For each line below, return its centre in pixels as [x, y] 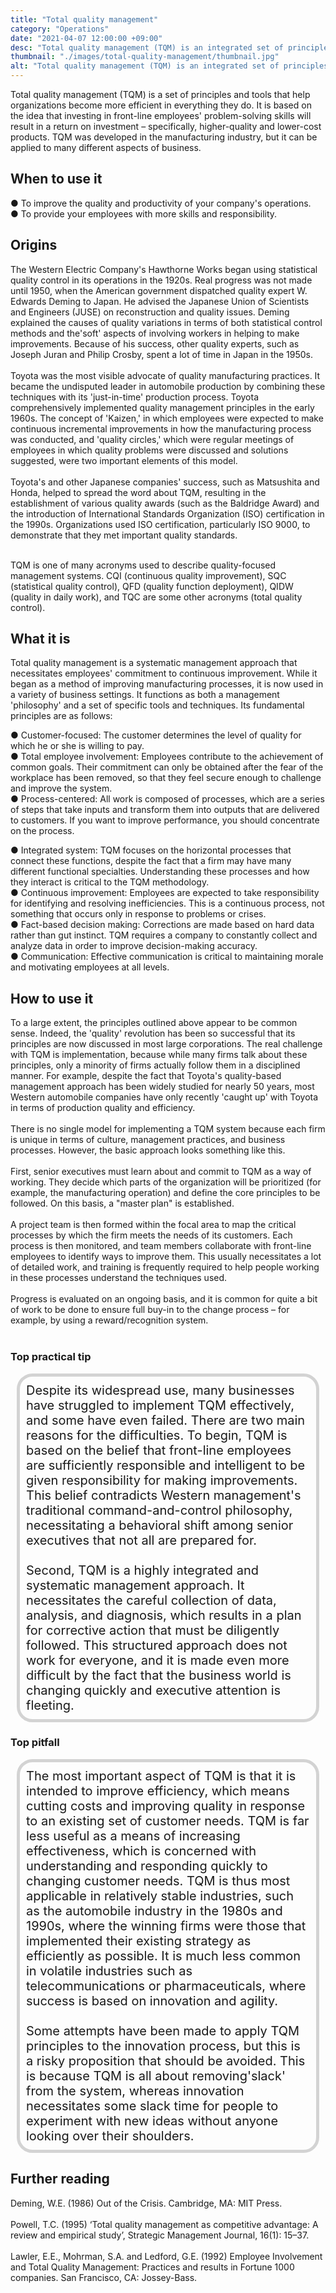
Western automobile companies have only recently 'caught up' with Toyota [164, 1097]
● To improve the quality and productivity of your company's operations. [161, 203]
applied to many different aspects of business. [106, 147]
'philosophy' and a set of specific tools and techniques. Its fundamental [157, 705]
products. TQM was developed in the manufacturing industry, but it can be [164, 137]
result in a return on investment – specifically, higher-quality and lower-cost [166, 126]
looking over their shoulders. [110, 2135]
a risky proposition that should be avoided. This [166, 2060]
